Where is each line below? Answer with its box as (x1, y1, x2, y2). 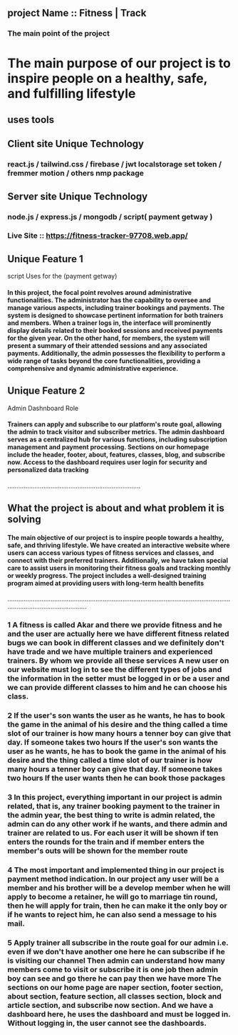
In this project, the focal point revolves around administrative (7, 288, 192, 296)
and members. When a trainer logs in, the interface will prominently (7, 319, 212, 327)
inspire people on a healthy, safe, (7, 70, 208, 86)
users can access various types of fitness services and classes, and (7, 548, 214, 557)
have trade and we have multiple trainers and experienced (7, 647, 213, 657)
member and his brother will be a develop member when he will (7, 883, 230, 893)
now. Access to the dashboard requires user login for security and (7, 458, 207, 466)
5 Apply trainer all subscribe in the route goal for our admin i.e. (7, 938, 229, 948)
